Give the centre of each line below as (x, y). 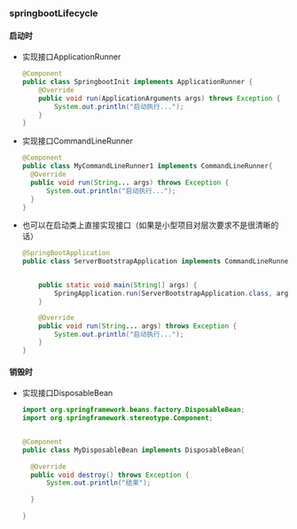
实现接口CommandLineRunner (77, 141)
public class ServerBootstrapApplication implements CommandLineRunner (157, 261)
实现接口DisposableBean (67, 393)
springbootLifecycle (54, 13)
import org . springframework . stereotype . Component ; (117, 418)
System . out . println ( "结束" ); (98, 483)
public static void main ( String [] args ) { (118, 285)
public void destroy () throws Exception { (110, 475)
